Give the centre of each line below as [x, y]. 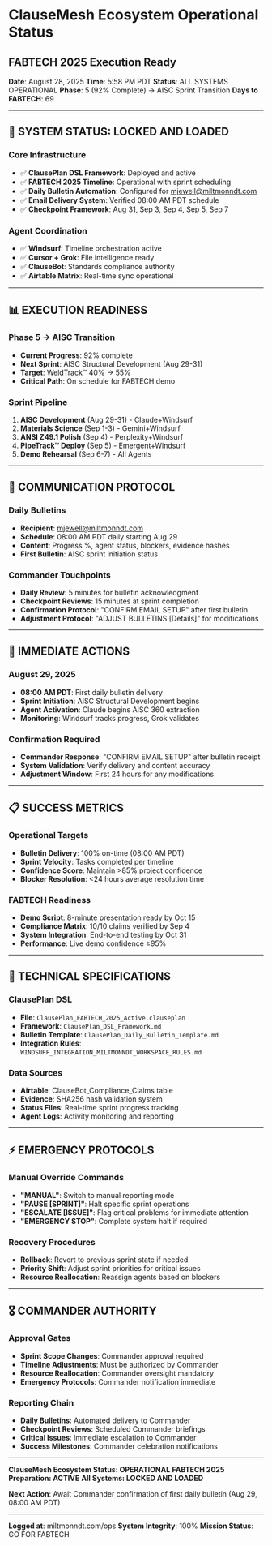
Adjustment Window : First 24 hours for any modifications [117, 774]
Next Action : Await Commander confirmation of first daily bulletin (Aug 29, [133, 1493]
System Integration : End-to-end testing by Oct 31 [103, 934]
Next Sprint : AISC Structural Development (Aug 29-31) [111, 363]
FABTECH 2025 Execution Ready [92, 62]
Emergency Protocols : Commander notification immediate [118, 1381]
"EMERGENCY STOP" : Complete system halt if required [114, 1221]
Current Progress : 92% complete [76, 355]
